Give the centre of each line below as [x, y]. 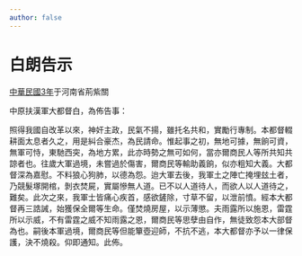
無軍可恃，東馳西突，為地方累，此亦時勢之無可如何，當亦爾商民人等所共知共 [151, 152]
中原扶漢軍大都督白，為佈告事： [68, 110]
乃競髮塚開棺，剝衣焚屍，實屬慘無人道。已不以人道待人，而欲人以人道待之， [151, 186]
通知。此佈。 [103, 242]
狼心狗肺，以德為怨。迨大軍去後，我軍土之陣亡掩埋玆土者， [182, 174]
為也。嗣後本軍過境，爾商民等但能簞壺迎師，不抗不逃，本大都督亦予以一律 [147, 231]
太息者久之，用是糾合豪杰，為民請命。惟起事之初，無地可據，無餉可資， [159, 141]
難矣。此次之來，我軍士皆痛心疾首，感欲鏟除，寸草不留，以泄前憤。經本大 [147, 197]
